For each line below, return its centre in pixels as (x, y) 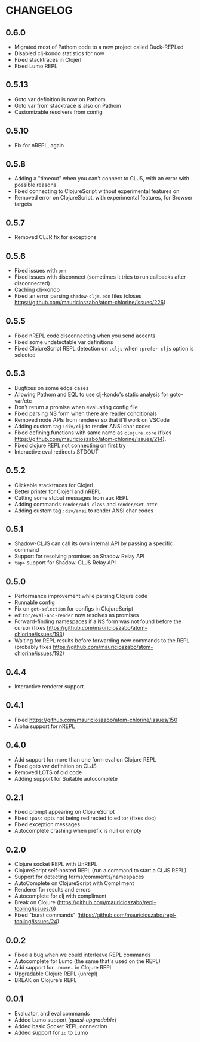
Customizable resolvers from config (58, 112)
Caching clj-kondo (37, 290)
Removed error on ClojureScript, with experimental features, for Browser (103, 198)
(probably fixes (33, 647)
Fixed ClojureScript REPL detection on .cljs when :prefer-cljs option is (104, 348)
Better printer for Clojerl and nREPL (57, 491)
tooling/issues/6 (34, 909)
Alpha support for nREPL (44, 726)
